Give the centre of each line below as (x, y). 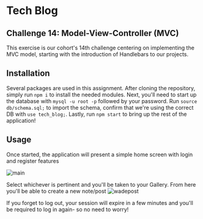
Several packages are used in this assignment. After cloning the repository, (101, 88)
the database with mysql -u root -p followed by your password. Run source (102, 101)
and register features (33, 161)
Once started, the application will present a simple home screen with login (100, 154)
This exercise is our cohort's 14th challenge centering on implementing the (100, 48)
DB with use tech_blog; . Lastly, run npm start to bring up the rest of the (97, 114)
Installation (28, 74)
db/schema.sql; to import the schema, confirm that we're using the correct (100, 107)
